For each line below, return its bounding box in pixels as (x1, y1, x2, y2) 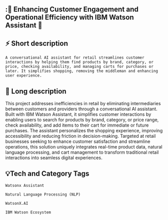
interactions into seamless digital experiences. (5, 155, 103, 161)
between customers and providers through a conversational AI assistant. (5, 106, 158, 112)
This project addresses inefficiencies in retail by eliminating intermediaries (5, 101, 161, 107)
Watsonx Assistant (5, 183, 44, 188)
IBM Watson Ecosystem (5, 210, 51, 215)
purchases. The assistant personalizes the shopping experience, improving (5, 128, 163, 134)
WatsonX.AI (5, 201, 29, 206)
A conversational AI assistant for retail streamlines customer (5, 55, 145, 60)
